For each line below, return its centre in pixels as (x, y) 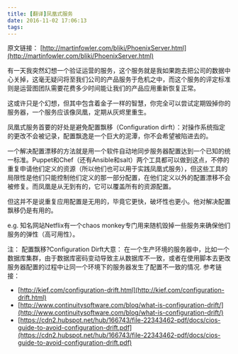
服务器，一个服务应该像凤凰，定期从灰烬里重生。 (79, 112)
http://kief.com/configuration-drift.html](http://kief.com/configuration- (122, 290)
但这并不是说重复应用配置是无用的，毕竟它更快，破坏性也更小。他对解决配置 (119, 202)
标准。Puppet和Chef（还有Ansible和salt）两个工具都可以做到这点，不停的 (121, 160)
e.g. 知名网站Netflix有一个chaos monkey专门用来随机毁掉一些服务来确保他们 (119, 225)
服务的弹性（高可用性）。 (43, 234)
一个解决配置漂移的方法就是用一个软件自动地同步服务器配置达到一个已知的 (116, 151)
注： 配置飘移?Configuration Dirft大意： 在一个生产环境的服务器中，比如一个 (119, 249)
